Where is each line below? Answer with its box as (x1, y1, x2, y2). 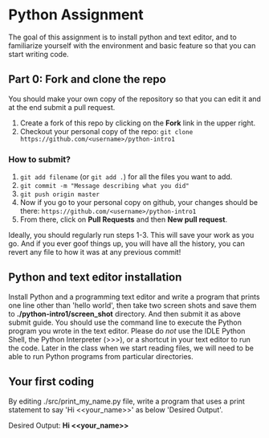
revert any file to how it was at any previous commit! (8, 248, 181, 257)
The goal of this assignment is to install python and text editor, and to (8, 32, 237, 42)
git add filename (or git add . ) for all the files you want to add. (19, 172, 233, 182)
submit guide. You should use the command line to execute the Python (8, 317, 243, 327)
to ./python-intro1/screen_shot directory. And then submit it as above (8, 309, 241, 318)
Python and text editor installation (8, 271, 182, 284)
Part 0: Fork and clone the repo (8, 72, 166, 86)
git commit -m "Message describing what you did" (19, 182, 190, 190)
